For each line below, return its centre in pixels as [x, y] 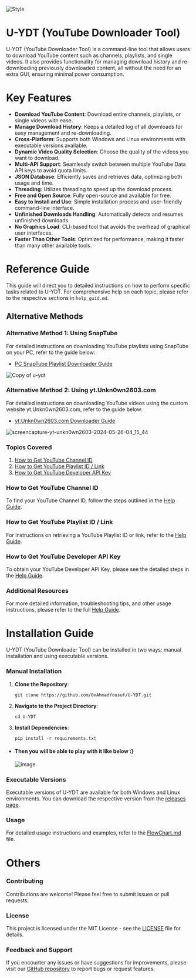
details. [15, 934]
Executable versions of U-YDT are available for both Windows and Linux [93, 792]
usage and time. [34, 183]
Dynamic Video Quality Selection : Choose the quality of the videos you [102, 151]
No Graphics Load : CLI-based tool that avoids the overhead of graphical [102, 226]
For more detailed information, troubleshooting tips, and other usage [89, 603]
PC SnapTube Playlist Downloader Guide [63, 363]
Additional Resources [37, 590]
